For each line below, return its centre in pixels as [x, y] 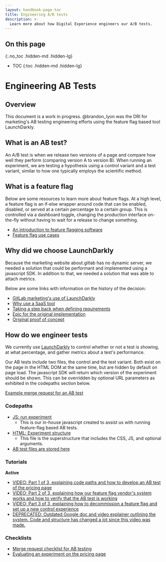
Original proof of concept [38, 319]
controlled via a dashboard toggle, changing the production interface [76, 214]
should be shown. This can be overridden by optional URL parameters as [80, 378]
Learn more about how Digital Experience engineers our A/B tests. [81, 24]
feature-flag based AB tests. [49, 427]
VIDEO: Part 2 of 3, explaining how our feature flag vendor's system [82, 493]
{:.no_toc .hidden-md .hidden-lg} [39, 56]
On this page [25, 44]
